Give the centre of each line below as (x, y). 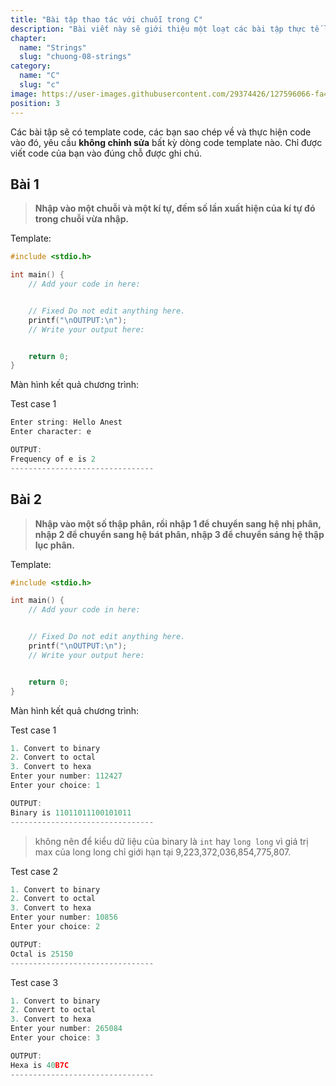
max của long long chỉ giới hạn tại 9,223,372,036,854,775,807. (163, 852)
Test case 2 (34, 871)
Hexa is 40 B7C (40, 1065)
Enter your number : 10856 (64, 917)
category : (31, 66)
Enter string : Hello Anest (66, 422)
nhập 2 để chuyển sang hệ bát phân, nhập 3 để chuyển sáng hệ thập (179, 534)
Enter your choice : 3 (55, 1038)
